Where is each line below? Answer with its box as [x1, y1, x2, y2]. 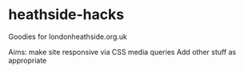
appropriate [8, 56, 47, 65]
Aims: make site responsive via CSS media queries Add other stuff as [8, 47, 237, 56]
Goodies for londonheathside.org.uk [8, 32, 128, 41]
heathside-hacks [8, 6, 125, 24]
